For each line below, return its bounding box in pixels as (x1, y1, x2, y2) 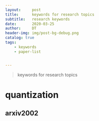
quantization (5, 89, 59, 100)
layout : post (5, 7, 41, 12)
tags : (5, 40, 16, 45)
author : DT (5, 26, 37, 31)
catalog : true (5, 35, 35, 40)
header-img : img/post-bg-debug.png (5, 30, 79, 35)
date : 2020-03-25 (5, 21, 55, 26)
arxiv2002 (5, 109, 39, 117)
